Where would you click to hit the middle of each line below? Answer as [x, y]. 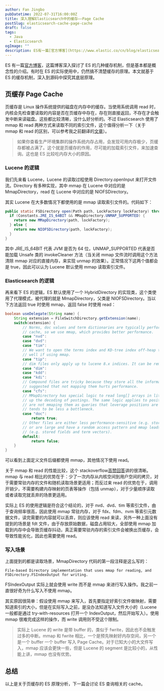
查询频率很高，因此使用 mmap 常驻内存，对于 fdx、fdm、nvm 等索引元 [81, 512]
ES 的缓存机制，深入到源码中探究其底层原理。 [51, 77]
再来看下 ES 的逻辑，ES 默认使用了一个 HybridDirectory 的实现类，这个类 [79, 292]
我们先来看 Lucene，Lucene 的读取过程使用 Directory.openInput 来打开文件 [81, 179]
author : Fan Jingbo [25, 10]
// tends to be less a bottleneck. [59, 409]
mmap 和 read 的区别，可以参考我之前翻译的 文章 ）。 [57, 131]
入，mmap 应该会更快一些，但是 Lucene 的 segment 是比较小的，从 [85, 648]
